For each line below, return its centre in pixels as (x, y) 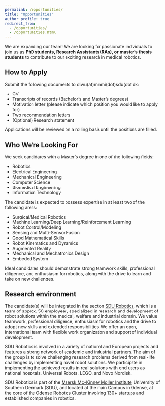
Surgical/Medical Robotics (39, 217)
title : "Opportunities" (30, 14)
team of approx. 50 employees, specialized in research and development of (82, 311)
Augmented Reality (32, 248)
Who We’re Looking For (42, 145)
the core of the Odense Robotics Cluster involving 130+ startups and (75, 393)
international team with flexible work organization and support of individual (81, 332)
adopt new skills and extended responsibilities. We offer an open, (71, 327)
